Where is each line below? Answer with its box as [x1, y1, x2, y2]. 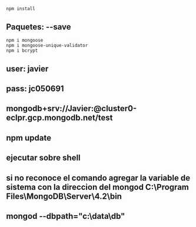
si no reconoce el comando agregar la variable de [6, 173, 190, 183]
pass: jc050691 [6, 84, 64, 94]
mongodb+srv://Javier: [6, 104, 94, 113]
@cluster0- [93, 104, 137, 113]
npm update [6, 133, 52, 143]
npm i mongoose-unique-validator [6, 42, 88, 49]
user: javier [6, 64, 49, 74]
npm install [6, 6, 35, 12]
